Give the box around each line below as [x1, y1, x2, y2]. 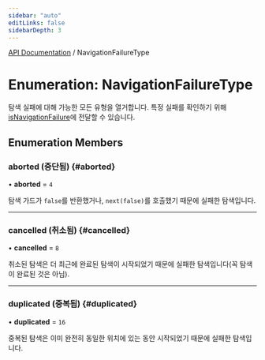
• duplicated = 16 [8, 317, 65, 326]
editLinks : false [8, 19, 65, 27]
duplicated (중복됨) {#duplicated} [8, 298, 138, 309]
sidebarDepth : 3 [8, 26, 62, 34]
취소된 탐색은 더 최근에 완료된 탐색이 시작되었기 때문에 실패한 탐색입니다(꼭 [8, 260, 238, 269]
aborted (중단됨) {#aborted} [8, 161, 116, 172]
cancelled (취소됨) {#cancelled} [8, 224, 131, 235]
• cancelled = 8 [8, 243, 59, 253]
